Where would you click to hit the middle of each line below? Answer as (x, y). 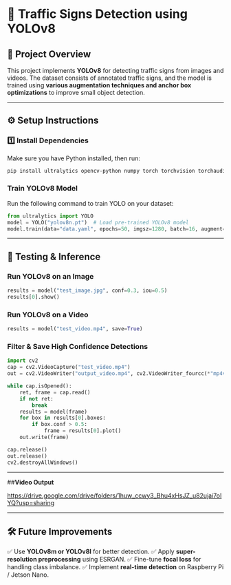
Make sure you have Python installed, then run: (74, 158)
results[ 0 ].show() (33, 297)
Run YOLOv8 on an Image (51, 276)
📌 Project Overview (49, 54)
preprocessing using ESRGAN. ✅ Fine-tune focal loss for (120, 560)
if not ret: (36, 398)
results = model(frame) (54, 412)
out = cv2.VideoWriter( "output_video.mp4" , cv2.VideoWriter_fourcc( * (109, 374)
